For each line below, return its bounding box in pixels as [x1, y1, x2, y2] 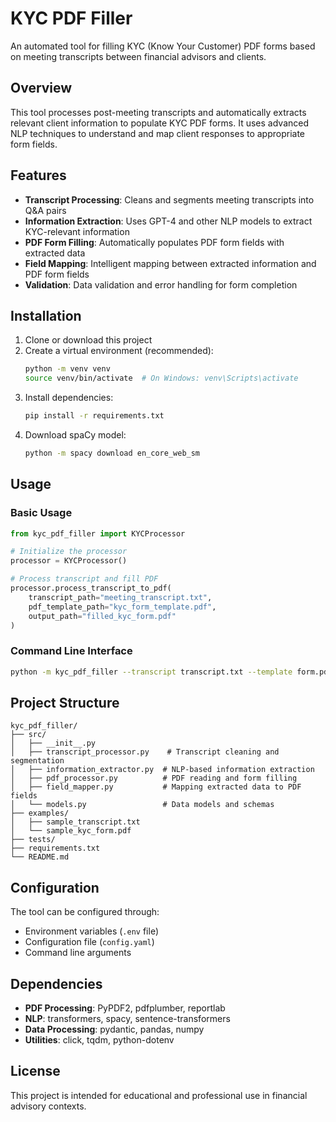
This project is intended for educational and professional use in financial [10, 1089, 308, 1101]
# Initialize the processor [10, 547, 128, 557]
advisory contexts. [10, 1100, 87, 1112]
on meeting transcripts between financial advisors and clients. [10, 50, 267, 62]
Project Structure [10, 695, 120, 711]
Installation [10, 307, 82, 324]
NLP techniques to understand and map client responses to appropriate [10, 127, 306, 139]
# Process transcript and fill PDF [10, 574, 159, 584]
